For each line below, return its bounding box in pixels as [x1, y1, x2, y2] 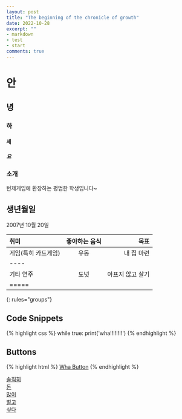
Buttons [6, 347, 37, 357]
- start [6, 43, 26, 49]
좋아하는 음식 [66, 237, 102, 245]
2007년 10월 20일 [6, 222, 50, 228]
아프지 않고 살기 [107, 270, 150, 279]
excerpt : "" [6, 25, 36, 32]
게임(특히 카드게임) [9, 249, 60, 257]
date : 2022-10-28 [6, 20, 50, 26]
